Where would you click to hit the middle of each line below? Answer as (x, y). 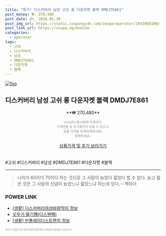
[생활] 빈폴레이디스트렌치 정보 (41, 221)
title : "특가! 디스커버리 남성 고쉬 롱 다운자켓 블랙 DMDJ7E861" (64, 10)
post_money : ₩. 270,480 (30, 14)
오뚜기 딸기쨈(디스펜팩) (34, 214)
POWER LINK (21, 197)
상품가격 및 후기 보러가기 (83, 145)
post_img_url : (20, 24)
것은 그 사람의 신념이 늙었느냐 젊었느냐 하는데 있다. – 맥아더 (80, 184)
